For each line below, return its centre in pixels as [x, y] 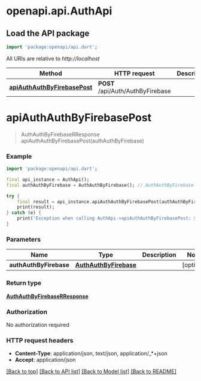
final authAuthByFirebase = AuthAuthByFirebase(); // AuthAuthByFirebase [100, 185]
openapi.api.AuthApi [59, 11]
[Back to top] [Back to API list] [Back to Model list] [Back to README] [91, 371]
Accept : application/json [45, 360]
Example [19, 156]
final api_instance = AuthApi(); [48, 179]
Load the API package [48, 33]
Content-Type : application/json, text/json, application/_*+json [91, 353]
